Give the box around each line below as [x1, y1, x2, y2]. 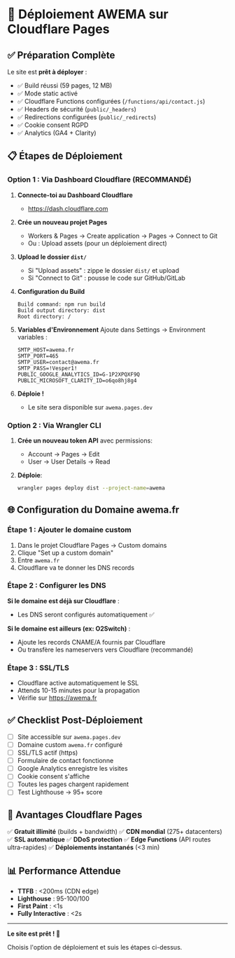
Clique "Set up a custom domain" [17, 548, 114, 557]
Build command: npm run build [17, 301, 106, 308]
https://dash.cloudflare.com [27, 204, 108, 212]
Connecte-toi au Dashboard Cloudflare [17, 191, 133, 199]
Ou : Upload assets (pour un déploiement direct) [27, 238, 168, 248]
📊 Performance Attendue [7, 865, 121, 877]
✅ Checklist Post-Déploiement [7, 714, 143, 726]
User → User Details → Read [27, 457, 111, 466]
